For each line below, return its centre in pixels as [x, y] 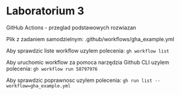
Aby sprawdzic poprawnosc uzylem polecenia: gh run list [79, 80]
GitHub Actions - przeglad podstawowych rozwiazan [71, 27]
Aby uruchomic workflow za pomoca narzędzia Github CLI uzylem [88, 62]
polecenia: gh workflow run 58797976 [52, 68]
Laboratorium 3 [45, 11]
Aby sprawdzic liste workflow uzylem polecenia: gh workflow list [88, 50]
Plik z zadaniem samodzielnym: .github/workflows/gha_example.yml [90, 39]
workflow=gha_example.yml [38, 86]
